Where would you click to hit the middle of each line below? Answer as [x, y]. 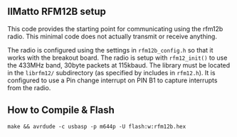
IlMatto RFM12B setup [57, 12]
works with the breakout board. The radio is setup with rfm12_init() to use [117, 57]
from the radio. [29, 87]
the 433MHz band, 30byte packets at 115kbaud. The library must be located [119, 65]
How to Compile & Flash [61, 110]
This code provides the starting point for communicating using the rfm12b [115, 28]
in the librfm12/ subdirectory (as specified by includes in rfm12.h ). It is [111, 72]
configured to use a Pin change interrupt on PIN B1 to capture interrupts [112, 80]
